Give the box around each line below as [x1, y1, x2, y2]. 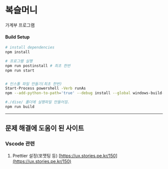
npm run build [5, 104, 35, 109]
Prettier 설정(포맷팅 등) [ [12, 152, 61, 158]
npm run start [5, 68, 35, 73]
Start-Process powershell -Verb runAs [5, 86, 86, 91]
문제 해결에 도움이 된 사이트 [5, 124, 84, 132]
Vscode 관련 [5, 140, 35, 147]
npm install [5, 49, 30, 55]
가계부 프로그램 [5, 22, 35, 28]
